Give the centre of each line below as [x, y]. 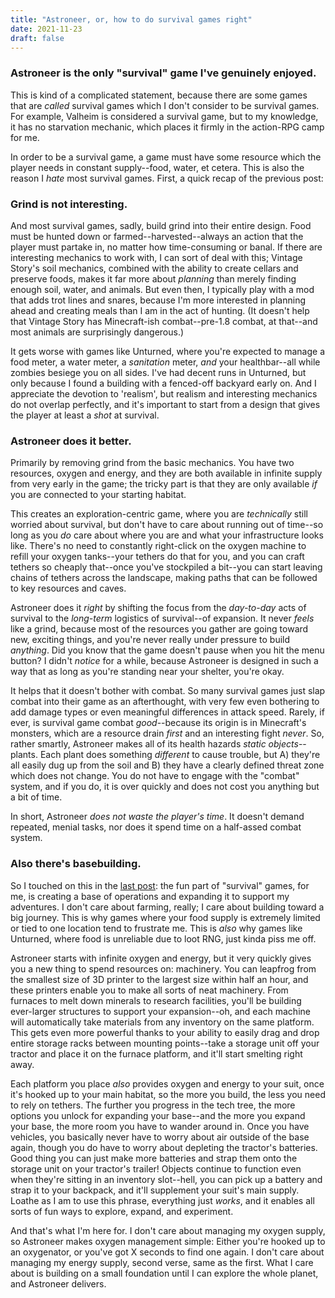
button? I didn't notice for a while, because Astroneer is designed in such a [164, 661]
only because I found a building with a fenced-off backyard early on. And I [163, 383]
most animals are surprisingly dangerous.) [97, 332]
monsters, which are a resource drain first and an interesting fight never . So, [167, 733]
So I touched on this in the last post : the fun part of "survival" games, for [160, 885]
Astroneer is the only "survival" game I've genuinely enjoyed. [163, 73]
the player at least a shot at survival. [85, 415]
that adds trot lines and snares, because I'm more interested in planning [158, 300]
